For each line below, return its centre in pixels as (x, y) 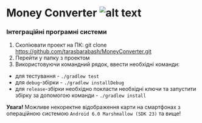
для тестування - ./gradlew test (57, 76)
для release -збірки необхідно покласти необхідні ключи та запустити (106, 89)
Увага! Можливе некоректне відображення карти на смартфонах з (93, 107)
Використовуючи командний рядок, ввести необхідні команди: (97, 64)
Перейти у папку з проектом (52, 58)
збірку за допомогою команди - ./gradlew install (81, 95)
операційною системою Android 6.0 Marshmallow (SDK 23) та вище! (94, 114)
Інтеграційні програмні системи (57, 32)
